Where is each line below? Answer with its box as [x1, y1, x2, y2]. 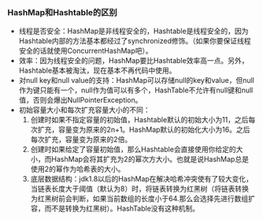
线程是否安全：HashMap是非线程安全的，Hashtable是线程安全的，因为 [18, 26, 249, 36]
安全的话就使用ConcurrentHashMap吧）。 [18, 46, 153, 56]
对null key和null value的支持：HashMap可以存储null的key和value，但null [18, 76, 255, 85]
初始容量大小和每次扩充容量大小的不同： [18, 105, 150, 115]
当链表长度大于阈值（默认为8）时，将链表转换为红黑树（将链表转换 [30, 184, 250, 194]
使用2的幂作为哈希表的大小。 [30, 164, 125, 174]
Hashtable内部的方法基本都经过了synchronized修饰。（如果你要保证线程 [18, 36, 251, 46]
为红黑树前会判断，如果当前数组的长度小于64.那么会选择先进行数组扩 [30, 194, 255, 203]
